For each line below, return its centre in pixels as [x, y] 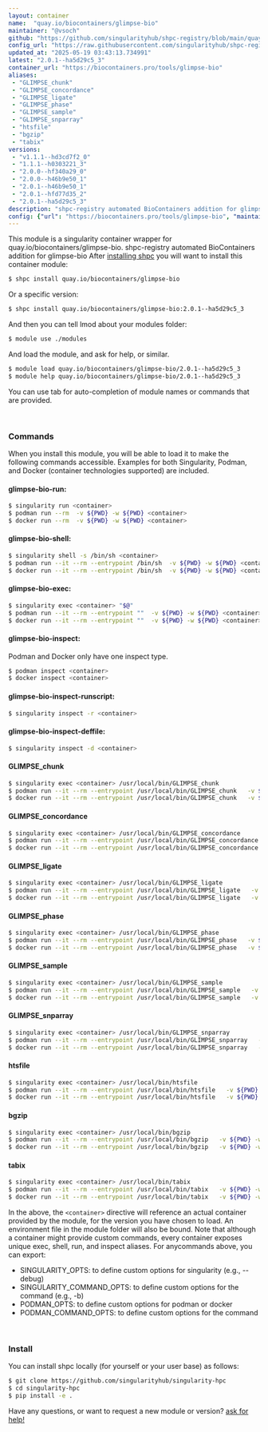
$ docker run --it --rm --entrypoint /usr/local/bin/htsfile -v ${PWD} [134, 1097]
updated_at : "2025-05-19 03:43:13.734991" [80, 53]
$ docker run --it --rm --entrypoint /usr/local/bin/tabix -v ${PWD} [130, 1197]
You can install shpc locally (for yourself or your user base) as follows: [124, 1366]
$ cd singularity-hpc [44, 1388]
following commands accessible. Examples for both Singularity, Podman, [128, 462]
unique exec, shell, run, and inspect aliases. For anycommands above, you [130, 1246]
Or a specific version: [43, 294]
